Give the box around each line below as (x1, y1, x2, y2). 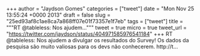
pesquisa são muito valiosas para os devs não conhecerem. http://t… (6, 43, 178, 50)
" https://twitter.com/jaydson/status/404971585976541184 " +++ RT (6, 30, 173, 38)
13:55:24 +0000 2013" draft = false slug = (6, 11, 111, 18)
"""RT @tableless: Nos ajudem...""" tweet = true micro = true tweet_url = (6, 24, 187, 31)
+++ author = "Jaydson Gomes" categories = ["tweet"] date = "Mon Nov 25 (6, 5, 195, 12)
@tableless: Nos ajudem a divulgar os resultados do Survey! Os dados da (6, 37, 189, 43)
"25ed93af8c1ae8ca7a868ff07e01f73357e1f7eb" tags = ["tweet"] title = (6, 18, 183, 24)
